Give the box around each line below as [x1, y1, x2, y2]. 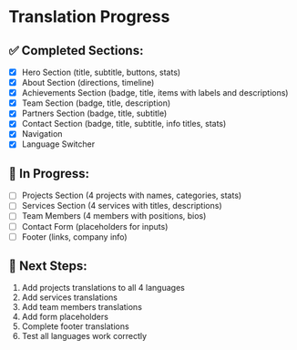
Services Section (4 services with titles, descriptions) [21, 201, 222, 211]
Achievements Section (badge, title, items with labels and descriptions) [21, 87, 289, 98]
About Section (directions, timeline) [21, 77, 155, 88]
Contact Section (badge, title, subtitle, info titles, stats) [21, 118, 227, 129]
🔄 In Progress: [8, 166, 90, 181]
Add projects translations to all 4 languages [21, 283, 186, 293]
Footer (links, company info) [21, 231, 128, 242]
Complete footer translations [21, 321, 129, 332]
